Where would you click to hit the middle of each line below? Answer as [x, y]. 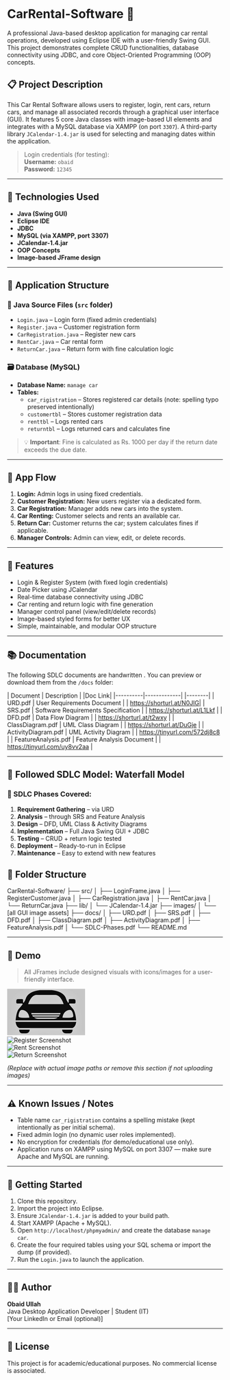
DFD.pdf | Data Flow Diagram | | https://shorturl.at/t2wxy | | [91, 717]
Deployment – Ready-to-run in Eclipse [71, 846]
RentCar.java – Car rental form [60, 342]
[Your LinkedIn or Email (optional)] [55, 1318]
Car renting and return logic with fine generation [85, 604]
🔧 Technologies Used [53, 197]
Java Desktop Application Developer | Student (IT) [78, 1311]
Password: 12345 [48, 169]
